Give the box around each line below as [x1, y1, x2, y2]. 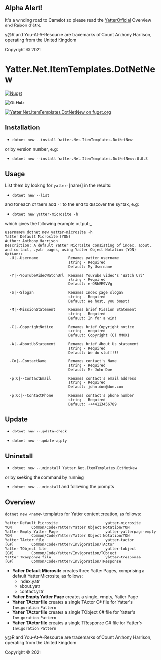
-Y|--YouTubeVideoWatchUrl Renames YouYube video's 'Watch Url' [9, 273, 145, 278]
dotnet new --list [12, 193, 50, 198]
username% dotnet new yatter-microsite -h [5, 230, 93, 235]
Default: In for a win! [68, 316, 117, 321]
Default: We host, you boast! [68, 299, 130, 304]
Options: [5, 252, 23, 256]
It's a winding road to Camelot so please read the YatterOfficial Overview [5, 17, 152, 23]
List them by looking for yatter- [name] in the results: [5, 182, 112, 188]
